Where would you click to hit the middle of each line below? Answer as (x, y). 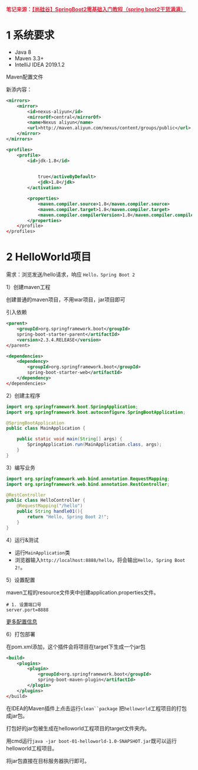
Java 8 (23, 52)
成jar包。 (17, 716)
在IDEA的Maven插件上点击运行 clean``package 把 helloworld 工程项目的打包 (97, 708)
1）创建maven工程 (28, 287)
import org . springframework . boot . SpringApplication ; (72, 407)
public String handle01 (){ (50, 511)
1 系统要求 (30, 35)
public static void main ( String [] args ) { (70, 439)
